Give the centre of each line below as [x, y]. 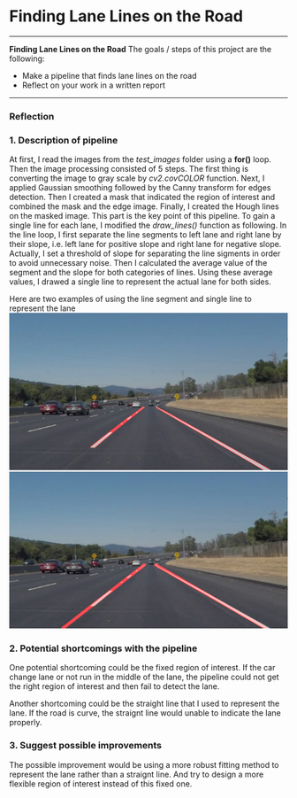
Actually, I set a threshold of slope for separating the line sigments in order [145, 253]
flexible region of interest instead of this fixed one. [101, 783]
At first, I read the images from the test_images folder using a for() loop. [141, 159]
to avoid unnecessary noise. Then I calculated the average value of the [138, 263]
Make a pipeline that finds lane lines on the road [109, 75]
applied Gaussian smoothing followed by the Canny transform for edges [140, 188]
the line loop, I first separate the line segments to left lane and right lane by [145, 235]
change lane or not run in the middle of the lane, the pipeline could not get [145, 677]
